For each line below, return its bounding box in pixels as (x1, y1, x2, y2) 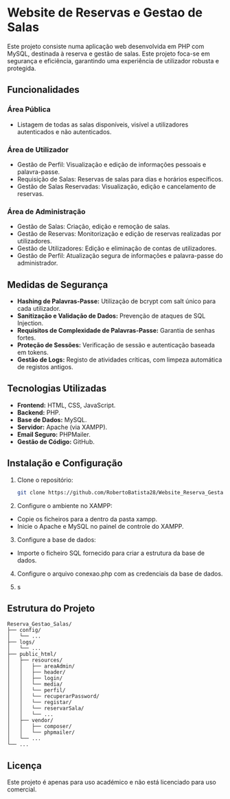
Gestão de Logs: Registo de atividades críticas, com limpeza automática (16, 355, 222, 364)
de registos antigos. (16, 363, 73, 371)
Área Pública (7, 105, 51, 114)
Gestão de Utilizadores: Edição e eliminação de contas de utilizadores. (16, 244, 217, 252)
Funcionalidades (7, 84, 80, 96)
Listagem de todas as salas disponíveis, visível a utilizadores (16, 120, 189, 129)
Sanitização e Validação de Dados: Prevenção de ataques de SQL (16, 311, 206, 320)
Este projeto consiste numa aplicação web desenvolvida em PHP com (7, 42, 205, 50)
